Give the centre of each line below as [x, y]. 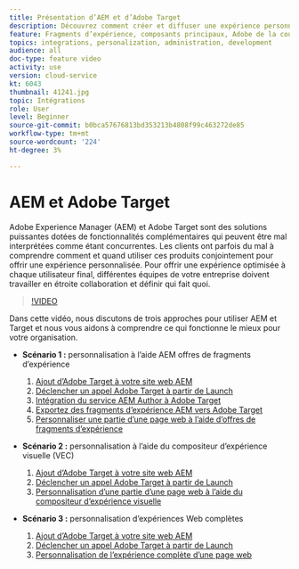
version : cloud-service [53, 76]
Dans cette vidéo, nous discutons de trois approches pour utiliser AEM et [143, 318]
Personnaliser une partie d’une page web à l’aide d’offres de [145, 419]
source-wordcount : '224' [55, 142]
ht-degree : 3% [36, 150]
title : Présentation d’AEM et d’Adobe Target [95, 17]
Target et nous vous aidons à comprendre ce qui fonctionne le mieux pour [145, 327]
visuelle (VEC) [48, 455]
